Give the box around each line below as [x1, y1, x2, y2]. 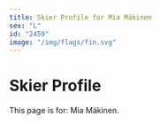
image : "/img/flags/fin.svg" [9, 37, 117, 47]
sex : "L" [9, 21, 42, 30]
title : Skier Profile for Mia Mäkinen [9, 12, 152, 22]
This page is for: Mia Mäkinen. [9, 105, 119, 116]
